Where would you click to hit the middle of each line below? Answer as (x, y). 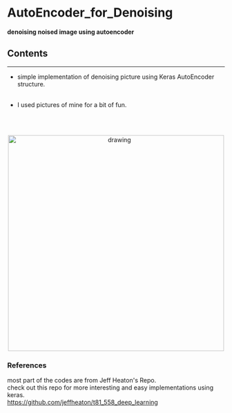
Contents (28, 54)
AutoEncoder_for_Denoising (90, 13)
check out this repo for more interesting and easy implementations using (110, 387)
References (27, 365)
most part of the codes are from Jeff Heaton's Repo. (82, 381)
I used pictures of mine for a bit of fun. (72, 104)
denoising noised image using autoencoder (71, 32)
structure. (31, 84)
